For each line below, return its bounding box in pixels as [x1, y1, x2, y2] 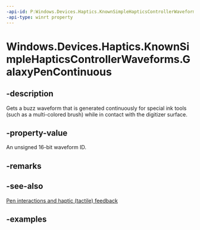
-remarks [6, 161, 42, 171]
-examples [6, 214, 47, 224]
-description [6, 89, 54, 99]
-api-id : [6, 8, 28, 15]
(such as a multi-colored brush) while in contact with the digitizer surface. [6, 111, 187, 118]
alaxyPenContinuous [6, 65, 112, 78]
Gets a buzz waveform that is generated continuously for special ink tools [6, 105, 187, 112]
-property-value [6, 128, 68, 138]
